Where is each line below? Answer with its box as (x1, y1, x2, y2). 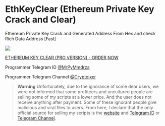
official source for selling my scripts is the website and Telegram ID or (17, 110, 160, 116)
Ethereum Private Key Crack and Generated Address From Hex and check (5, 30, 156, 36)
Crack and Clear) (5, 14, 76, 25)
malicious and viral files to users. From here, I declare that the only (17, 104, 154, 110)
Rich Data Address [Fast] (5, 36, 56, 42)
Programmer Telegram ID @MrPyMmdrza (5, 64, 90, 70)
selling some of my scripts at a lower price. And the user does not (17, 94, 152, 100)
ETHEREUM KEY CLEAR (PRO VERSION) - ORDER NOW (5, 55, 119, 61)
